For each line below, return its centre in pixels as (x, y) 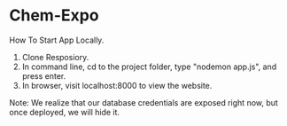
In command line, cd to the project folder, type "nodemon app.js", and (149, 67)
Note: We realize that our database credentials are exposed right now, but (144, 102)
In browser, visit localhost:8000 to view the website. (117, 85)
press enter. (44, 75)
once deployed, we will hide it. (65, 112)
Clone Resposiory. (55, 57)
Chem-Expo (54, 16)
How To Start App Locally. (57, 40)
